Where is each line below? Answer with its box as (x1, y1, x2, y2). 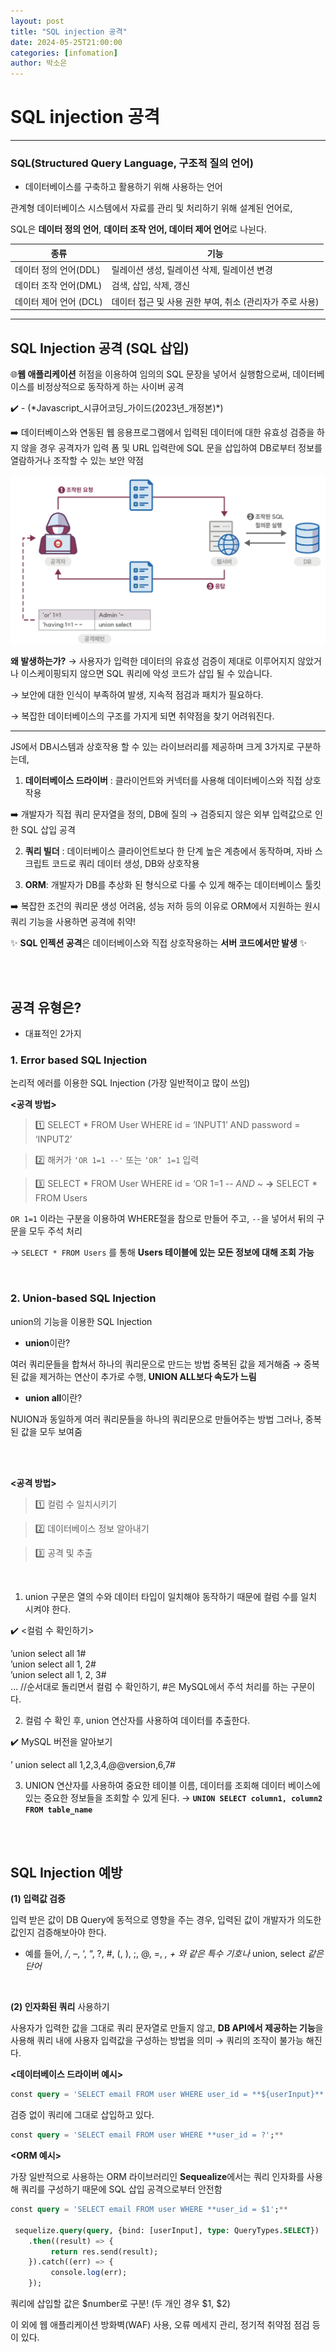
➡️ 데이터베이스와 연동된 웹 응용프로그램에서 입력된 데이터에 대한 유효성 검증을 (10, 426, 315, 438)
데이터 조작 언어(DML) (14, 280, 103, 292)
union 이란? (24, 1336, 71, 1349)
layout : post (10, 16, 65, 26)
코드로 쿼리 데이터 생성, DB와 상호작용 (51, 858, 200, 870)
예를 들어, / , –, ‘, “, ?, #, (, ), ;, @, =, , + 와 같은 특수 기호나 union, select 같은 (24, 1948, 324, 1960)
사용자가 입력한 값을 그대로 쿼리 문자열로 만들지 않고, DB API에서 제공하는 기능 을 (10, 2022, 324, 2034)
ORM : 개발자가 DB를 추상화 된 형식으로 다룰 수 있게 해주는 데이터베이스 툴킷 (24, 879, 322, 891)
